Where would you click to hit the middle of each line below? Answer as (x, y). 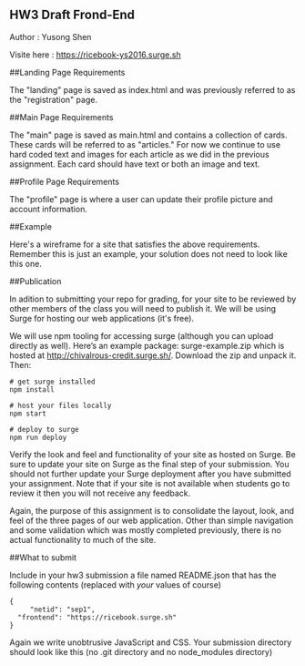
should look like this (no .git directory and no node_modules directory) (141, 651)
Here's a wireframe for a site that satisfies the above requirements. (135, 244)
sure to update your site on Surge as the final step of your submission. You (149, 464)
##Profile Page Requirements (65, 181)
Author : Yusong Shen (51, 36)
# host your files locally (61, 405)
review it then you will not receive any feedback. (100, 493)
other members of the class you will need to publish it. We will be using (142, 308)
